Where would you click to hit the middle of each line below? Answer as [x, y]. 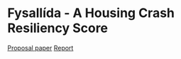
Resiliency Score [58, 28]
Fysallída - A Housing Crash [91, 13]
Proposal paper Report [40, 48]
